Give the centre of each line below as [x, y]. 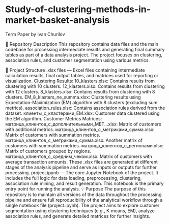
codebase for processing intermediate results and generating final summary [85, 49]
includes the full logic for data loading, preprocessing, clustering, [74, 178]
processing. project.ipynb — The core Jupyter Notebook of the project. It [82, 172]
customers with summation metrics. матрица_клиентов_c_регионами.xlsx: [84, 145]
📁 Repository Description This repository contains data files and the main [82, 44]
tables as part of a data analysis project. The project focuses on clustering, [84, 55]
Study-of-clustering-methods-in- [78, 9]
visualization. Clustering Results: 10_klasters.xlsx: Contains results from [80, 81]
